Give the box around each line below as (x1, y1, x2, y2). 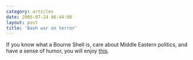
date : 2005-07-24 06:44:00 (6, 14, 72, 20)
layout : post (6, 19, 38, 25)
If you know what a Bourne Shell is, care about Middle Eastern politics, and (6, 41, 188, 48)
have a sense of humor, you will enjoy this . (6, 48, 109, 55)
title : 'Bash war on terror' (6, 25, 78, 31)
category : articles (6, 8, 54, 15)
